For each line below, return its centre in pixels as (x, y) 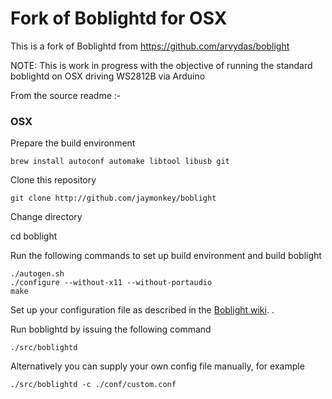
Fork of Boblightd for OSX (119, 18)
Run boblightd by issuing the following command (111, 329)
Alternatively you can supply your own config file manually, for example (157, 366)
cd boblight (34, 236)
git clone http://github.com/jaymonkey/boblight (113, 198)
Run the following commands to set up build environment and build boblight (166, 256)
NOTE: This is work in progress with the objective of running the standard (161, 65)
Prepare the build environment (73, 143)
